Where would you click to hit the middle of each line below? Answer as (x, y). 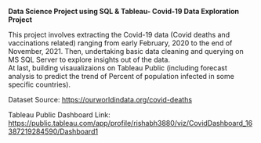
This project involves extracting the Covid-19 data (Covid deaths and (119, 35)
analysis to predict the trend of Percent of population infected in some (121, 76)
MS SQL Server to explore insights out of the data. (89, 59)
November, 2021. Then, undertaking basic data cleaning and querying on (126, 51)
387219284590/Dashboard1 (53, 131)
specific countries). (40, 84)
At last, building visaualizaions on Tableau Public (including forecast (118, 68)
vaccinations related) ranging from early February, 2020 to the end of (120, 43)
